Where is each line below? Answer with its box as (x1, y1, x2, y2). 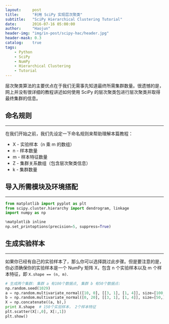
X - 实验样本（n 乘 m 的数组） (12, 141, 75, 147)
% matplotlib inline (5, 220, 46, 225)
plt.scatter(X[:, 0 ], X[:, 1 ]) (5, 309, 66, 314)
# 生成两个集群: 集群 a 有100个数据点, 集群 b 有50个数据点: (5, 281, 121, 286)
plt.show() (5, 313, 28, 319)
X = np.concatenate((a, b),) (5, 300, 66, 305)
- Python (14, 49, 33, 54)
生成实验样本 (5, 239, 45, 248)
